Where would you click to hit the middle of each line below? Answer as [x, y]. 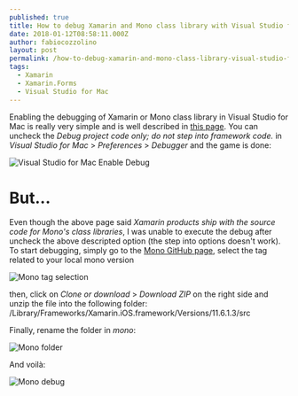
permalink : [29, 58]
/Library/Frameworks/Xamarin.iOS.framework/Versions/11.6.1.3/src [130, 313]
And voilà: [27, 365]
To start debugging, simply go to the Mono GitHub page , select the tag [138, 251]
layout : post [33, 50]
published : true [39, 17]
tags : [19, 67]
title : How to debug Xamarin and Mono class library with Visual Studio [146, 26]
